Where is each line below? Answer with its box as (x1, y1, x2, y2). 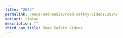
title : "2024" (5, 7, 35, 12)
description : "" (5, 21, 39, 26)
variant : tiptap (5, 16, 39, 21)
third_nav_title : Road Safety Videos (5, 26, 83, 31)
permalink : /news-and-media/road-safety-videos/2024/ (5, 12, 119, 17)
